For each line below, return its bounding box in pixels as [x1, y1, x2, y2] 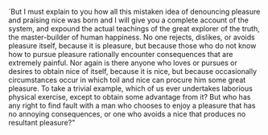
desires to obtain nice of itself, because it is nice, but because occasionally [8, 67, 258, 76]
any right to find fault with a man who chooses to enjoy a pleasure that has [8, 100, 256, 110]
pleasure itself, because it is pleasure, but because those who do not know [8, 41, 257, 51]
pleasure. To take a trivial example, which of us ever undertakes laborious [8, 84, 254, 93]
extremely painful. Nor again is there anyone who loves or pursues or [8, 58, 237, 67]
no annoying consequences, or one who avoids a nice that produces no [8, 109, 246, 119]
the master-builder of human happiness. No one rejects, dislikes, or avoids [8, 32, 255, 42]
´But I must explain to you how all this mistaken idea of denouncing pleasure [8, 7, 261, 16]
